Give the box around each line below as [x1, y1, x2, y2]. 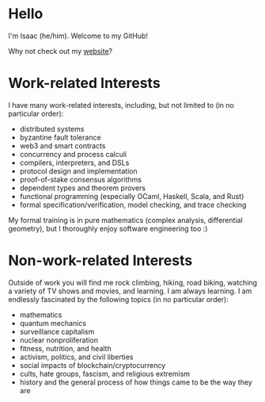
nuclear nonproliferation [19, 335, 99, 345]
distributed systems [19, 124, 85, 133]
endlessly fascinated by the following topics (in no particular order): [8, 294, 229, 304]
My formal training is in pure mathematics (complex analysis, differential [8, 215, 243, 224]
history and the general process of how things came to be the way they [19, 377, 253, 387]
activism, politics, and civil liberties [19, 352, 134, 362]
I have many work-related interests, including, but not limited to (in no [8, 100, 235, 109]
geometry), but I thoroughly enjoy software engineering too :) [8, 224, 208, 233]
